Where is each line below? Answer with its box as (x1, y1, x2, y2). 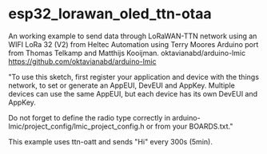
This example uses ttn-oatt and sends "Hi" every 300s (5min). (8, 136, 213, 146)
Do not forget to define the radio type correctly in (8, 113, 170, 122)
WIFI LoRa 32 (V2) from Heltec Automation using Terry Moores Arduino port (8, 39, 259, 49)
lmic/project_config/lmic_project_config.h (8, 121, 145, 131)
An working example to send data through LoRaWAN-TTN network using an (8, 31, 257, 41)
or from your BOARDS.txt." (145, 121, 233, 131)
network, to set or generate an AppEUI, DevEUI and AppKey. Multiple (8, 81, 236, 90)
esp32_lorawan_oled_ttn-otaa (8, 5, 212, 23)
